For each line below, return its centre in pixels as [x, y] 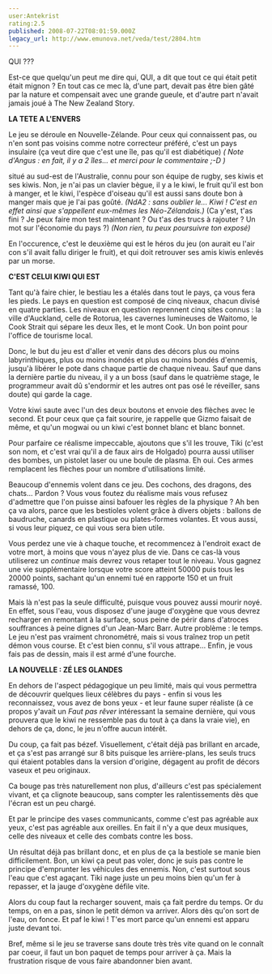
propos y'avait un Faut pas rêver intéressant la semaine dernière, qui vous [132, 712]
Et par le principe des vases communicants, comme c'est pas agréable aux [134, 819]
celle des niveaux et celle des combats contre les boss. [101, 836]
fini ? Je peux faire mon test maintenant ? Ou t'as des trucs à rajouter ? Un [132, 219]
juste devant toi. [35, 928]
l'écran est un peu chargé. [52, 804]
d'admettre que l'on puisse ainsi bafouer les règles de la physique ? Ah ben [134, 502]
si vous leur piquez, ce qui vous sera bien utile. [87, 528]
